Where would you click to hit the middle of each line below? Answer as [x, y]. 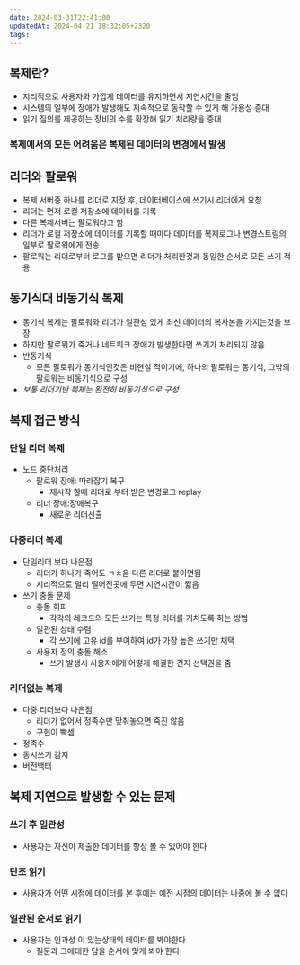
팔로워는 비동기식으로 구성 [82, 378]
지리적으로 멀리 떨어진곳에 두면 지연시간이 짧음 [117, 584]
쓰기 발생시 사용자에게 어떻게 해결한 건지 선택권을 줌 [140, 663]
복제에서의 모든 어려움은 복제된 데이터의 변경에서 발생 [118, 145]
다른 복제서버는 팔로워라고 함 [73, 222]
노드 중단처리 [45, 470]
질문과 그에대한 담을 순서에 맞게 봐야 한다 [108, 951]
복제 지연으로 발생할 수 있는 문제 [93, 797]
